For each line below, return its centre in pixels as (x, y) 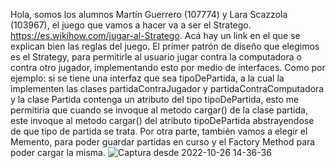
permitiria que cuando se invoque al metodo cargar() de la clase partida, (159, 110)
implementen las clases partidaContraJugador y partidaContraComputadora (167, 88)
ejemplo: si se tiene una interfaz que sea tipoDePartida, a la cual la (147, 78)
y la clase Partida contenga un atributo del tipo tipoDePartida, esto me (155, 99)
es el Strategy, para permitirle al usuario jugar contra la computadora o (156, 57)
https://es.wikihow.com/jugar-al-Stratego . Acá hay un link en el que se (155, 35)
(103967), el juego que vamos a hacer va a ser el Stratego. (131, 25)
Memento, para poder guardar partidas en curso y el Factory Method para (163, 142)
